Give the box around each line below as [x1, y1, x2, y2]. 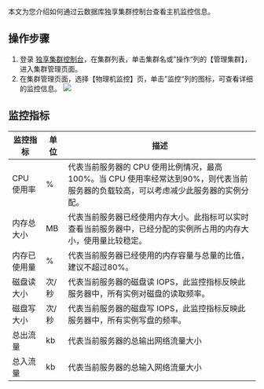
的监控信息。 [19, 83, 61, 93]
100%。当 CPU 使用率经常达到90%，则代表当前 [68, 173, 248, 184]
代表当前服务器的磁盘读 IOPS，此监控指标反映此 [68, 276, 246, 287]
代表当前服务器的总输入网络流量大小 [68, 361, 202, 372]
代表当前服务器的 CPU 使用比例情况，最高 [68, 161, 223, 172]
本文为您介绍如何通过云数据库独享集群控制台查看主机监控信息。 [8, 7, 214, 16]
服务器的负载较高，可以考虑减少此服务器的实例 [68, 185, 241, 196]
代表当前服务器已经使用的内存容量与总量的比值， [68, 250, 249, 261]
